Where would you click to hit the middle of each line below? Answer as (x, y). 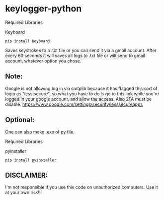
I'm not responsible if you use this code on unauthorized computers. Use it (82, 187)
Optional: (20, 120)
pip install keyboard (28, 41)
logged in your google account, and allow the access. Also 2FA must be (79, 99)
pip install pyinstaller (31, 160)
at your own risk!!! (24, 193)
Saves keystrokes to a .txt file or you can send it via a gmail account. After (81, 50)
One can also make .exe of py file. (40, 132)
